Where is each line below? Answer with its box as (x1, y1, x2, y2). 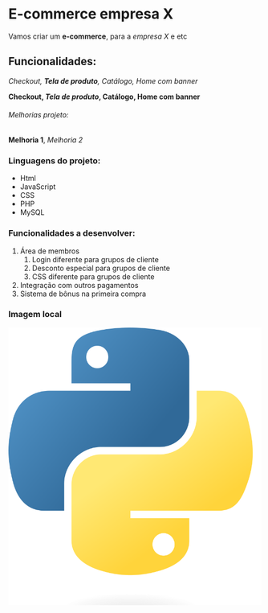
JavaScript (19, 182, 56, 191)
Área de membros (19, 246, 80, 256)
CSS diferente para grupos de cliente (31, 271, 155, 282)
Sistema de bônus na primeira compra (19, 289, 147, 298)
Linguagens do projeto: (8, 154, 101, 166)
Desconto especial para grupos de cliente (31, 263, 171, 273)
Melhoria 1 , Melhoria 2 (8, 134, 83, 145)
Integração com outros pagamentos (19, 280, 139, 290)
